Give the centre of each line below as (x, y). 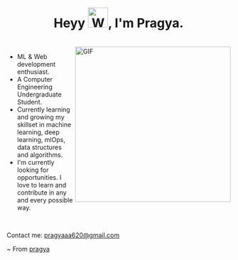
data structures (39, 147)
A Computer (35, 79)
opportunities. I (39, 177)
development (36, 64)
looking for (33, 170)
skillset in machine (44, 124)
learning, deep (38, 132)
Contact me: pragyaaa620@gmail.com (63, 235)
